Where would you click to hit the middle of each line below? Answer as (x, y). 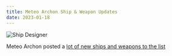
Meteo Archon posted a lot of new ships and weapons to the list (86, 46)
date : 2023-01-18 (28, 17)
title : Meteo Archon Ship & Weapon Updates (62, 12)
